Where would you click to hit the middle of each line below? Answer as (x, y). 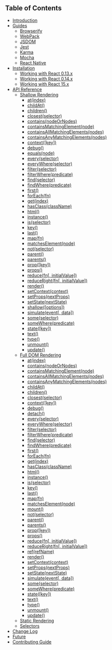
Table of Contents (34, 8)
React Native (33, 62)
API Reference (27, 89)
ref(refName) (41, 551)
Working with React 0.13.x (46, 73)
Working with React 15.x (44, 84)
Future (19, 636)
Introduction (25, 20)
